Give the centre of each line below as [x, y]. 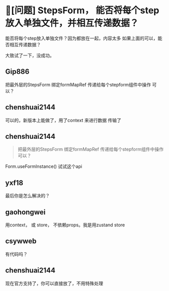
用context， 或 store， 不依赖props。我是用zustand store [65, 225]
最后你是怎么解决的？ [27, 196]
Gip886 [17, 72]
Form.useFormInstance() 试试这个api [44, 166]
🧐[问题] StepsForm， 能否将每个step [82, 10]
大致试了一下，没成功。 [30, 55]
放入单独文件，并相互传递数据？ [72, 23]
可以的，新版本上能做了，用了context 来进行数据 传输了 [63, 120]
